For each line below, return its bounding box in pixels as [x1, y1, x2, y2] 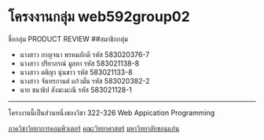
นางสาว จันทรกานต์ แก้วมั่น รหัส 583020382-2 [19, 76, 151, 85]
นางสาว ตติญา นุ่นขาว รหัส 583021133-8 [19, 67, 133, 77]
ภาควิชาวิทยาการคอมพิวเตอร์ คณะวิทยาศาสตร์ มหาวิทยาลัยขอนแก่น [8, 124, 180, 133]
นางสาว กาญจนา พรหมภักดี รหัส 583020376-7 [19, 49, 150, 59]
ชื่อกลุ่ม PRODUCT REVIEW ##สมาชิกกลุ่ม [8, 34, 128, 43]
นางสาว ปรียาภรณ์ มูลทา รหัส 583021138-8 [19, 59, 140, 68]
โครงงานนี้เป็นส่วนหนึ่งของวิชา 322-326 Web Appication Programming [8, 108, 215, 117]
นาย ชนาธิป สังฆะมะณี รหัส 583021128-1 [19, 84, 132, 94]
